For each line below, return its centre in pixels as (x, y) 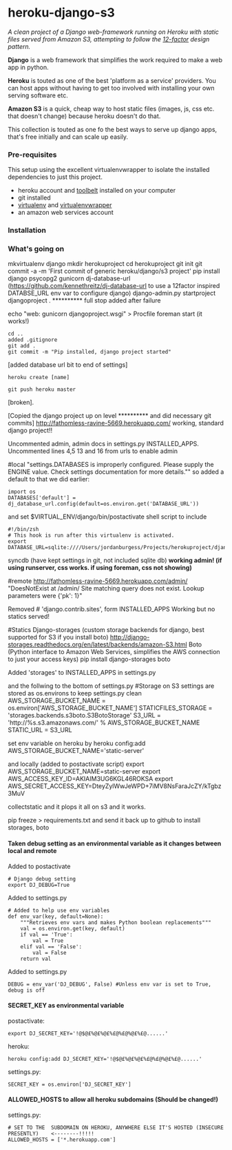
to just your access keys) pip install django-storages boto (89, 659)
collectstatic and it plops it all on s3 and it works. (77, 807)
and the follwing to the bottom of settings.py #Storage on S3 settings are (111, 686)
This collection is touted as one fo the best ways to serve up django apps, (113, 129)
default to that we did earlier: (49, 479)
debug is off (27, 990)
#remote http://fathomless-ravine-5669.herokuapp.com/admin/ (98, 581)
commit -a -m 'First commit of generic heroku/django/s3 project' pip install (114, 271)
